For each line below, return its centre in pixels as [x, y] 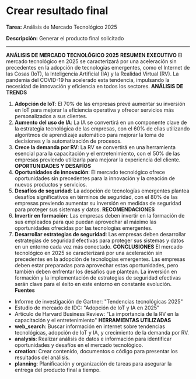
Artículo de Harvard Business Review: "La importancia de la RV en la [97, 313]
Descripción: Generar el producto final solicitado [65, 38]
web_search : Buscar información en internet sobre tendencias [90, 326]
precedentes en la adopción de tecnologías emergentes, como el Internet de [98, 67]
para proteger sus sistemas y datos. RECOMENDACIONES [85, 209]
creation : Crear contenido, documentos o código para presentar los [96, 351]
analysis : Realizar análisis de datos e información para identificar [93, 339]
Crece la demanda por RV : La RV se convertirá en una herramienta [95, 147]
